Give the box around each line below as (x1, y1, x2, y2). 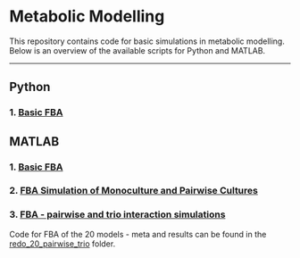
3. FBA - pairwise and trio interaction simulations (9, 208, 226, 221)
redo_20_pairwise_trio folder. (9, 238, 116, 249)
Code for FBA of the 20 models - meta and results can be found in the (9, 229, 267, 239)
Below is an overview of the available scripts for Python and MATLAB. (9, 45, 266, 55)
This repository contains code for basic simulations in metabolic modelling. (9, 36, 286, 46)
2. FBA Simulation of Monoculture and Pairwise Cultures (9, 185, 259, 197)
